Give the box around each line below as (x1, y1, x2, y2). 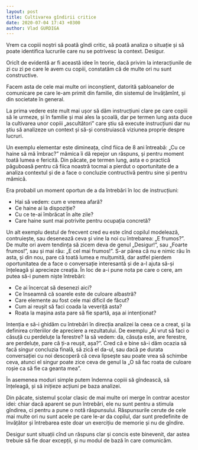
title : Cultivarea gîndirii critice (6, 14, 96, 20)
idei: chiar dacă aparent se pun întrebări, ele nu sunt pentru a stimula (6, 400, 174, 407)
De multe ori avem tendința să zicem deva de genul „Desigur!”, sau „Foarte (6, 241, 188, 249)
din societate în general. (6, 96, 65, 103)
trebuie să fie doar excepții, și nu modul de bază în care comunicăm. (6, 437, 173, 444)
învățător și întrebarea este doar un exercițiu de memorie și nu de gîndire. (6, 419, 185, 426)
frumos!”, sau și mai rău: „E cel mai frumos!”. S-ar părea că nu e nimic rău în (6, 247, 191, 255)
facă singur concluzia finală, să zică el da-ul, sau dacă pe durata (6, 346, 164, 353)
